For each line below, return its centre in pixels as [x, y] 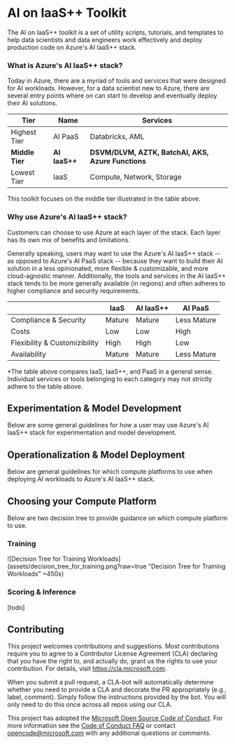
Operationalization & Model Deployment [96, 454]
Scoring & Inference [42, 592]
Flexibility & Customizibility [55, 343]
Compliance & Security [48, 319]
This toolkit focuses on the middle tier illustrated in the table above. [104, 199]
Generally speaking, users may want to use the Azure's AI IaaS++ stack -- [114, 253]
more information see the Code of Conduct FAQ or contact [92, 726]
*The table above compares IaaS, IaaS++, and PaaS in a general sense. [110, 371]
